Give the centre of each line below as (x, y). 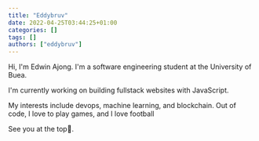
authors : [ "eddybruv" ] (45, 45)
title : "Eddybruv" (38, 15)
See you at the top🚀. (41, 129)
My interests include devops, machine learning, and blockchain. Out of (122, 106)
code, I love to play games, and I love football (81, 114)
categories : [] (33, 30)
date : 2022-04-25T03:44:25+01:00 (63, 23)
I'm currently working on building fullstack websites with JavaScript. (119, 90)
